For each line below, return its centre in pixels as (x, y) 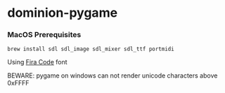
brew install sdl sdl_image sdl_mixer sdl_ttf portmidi (91, 49)
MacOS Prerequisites (44, 35)
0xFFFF (18, 83)
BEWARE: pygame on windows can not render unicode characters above (112, 76)
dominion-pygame (63, 13)
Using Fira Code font (38, 62)
